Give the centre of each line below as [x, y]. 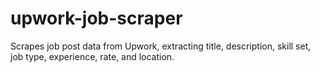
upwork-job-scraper [96, 18]
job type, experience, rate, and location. [92, 56]
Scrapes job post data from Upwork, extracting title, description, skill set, [161, 46]
